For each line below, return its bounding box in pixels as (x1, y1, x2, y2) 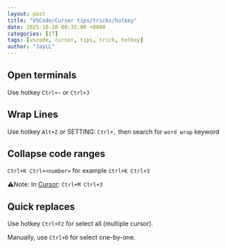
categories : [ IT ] (7, 30, 59, 37)
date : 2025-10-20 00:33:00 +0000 (7, 23, 106, 30)
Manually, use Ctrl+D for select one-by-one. (7, 233, 136, 242)
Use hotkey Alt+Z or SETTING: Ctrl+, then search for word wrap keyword (7, 127, 220, 136)
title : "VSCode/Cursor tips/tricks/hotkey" (7, 17, 138, 24)
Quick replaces (7, 201, 76, 213)
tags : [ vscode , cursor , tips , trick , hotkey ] (7, 37, 143, 44)
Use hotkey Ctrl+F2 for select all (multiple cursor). (7, 220, 153, 228)
